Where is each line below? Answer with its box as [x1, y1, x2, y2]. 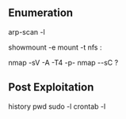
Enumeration [8, 6, 74, 20]
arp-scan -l [8, 27, 45, 36]
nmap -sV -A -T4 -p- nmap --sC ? [8, 58, 119, 67]
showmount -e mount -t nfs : [8, 43, 102, 52]
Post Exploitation [8, 80, 94, 94]
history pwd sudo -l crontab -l [8, 102, 106, 111]
